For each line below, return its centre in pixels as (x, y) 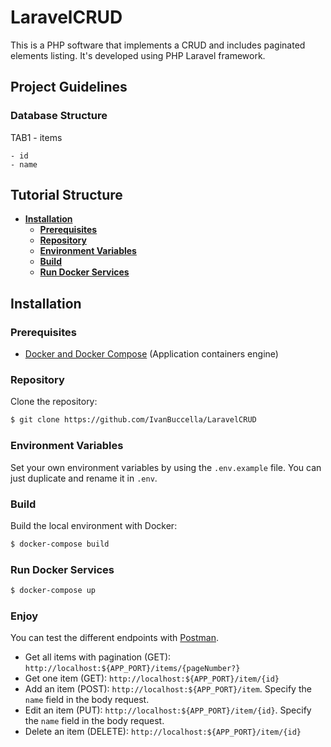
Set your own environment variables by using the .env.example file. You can (166, 467)
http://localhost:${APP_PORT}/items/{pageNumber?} (132, 669)
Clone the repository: (54, 402)
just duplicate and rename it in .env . (84, 478)
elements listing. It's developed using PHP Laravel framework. (138, 55)
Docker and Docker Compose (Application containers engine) (151, 354)
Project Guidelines (69, 87)
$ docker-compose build (60, 544)
